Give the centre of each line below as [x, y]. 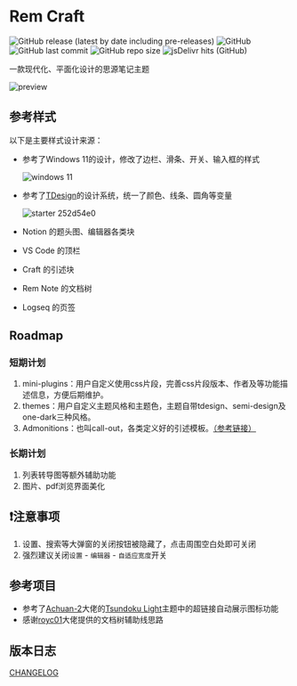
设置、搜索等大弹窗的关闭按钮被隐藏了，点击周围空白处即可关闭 [139, 543]
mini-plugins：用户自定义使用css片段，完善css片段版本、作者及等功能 [151, 384]
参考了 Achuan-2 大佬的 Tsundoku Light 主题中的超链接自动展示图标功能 [150, 608]
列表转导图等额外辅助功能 [69, 475]
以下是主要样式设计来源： [56, 140]
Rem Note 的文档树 [57, 288]
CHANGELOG [34, 673]
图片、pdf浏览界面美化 [64, 486]
